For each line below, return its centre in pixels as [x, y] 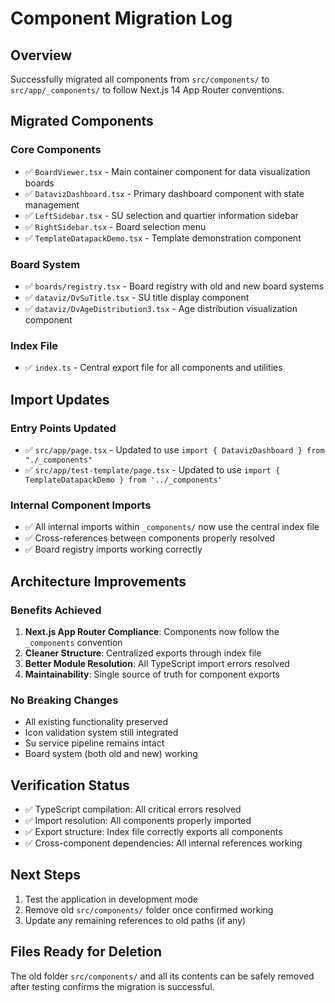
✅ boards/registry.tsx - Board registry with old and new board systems [174, 286]
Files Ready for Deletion [86, 952]
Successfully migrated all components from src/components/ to [140, 79]
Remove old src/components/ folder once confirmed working [149, 909]
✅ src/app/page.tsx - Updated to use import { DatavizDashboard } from [174, 449]
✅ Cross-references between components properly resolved [150, 538]
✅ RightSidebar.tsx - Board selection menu [115, 226]
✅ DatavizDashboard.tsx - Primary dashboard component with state [164, 193]
